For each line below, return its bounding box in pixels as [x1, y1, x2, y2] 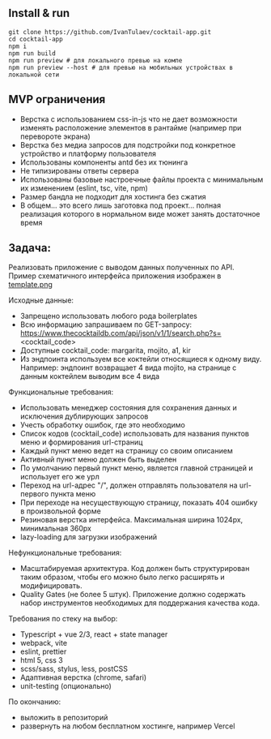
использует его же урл [19, 472, 100, 482]
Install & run [8, 6, 70, 20]
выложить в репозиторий [19, 713, 108, 723]
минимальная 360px [19, 523, 91, 534]
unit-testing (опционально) [19, 681, 112, 691]
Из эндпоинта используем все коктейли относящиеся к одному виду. [19, 354, 262, 364]
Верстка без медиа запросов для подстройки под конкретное [19, 140, 236, 149]
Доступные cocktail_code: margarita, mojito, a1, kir [19, 346, 192, 355]
